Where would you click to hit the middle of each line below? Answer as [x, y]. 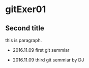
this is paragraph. [24, 40]
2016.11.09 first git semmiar [41, 50]
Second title [25, 28]
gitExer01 [26, 9]
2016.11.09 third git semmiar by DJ [48, 60]
